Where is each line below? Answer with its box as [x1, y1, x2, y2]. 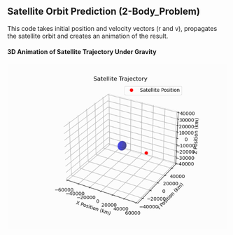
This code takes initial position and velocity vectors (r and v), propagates [7, 24, 218, 32]
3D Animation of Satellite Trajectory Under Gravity [7, 48, 157, 56]
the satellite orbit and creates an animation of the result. [7, 32, 169, 40]
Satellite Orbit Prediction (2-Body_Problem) [7, 6, 201, 18]
